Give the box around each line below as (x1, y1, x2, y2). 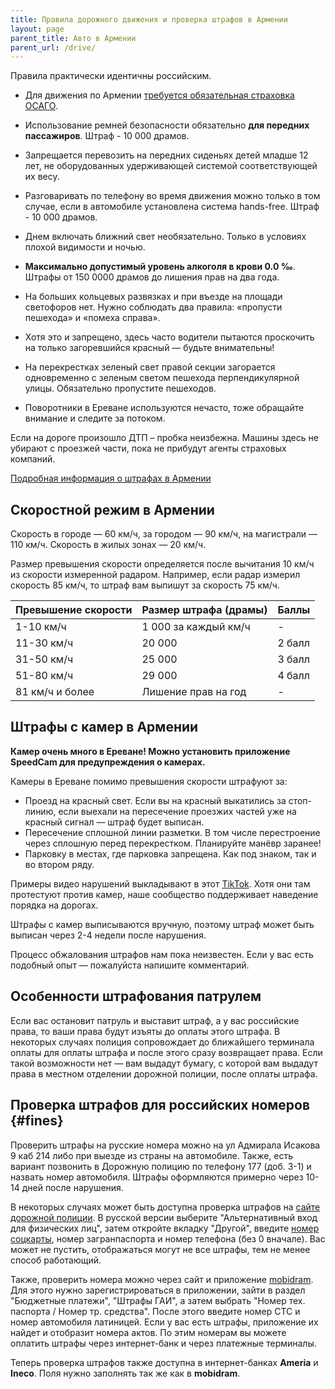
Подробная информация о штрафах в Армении (10, 472, 212, 485)
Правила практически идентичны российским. (10, 70, 212, 82)
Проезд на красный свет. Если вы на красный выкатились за (24, 794, 287, 806)
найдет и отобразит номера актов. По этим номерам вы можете (10, 1326, 287, 1338)
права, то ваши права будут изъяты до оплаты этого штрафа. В (10, 1025, 281, 1037)
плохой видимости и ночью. (24, 241, 146, 253)
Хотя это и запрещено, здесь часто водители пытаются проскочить (24, 331, 315, 343)
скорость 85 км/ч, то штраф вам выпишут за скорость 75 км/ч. (10, 579, 280, 591)
